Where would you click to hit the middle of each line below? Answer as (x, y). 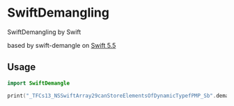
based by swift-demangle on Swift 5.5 (62, 45)
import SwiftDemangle (39, 83)
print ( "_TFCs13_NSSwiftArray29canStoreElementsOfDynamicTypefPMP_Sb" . (112, 96)
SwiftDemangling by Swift (44, 32)
